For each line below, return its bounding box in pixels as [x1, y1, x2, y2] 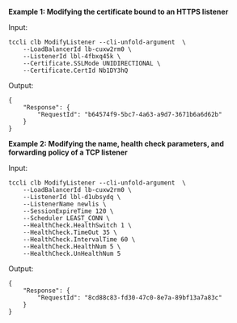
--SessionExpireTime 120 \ [23, 207, 114, 215]
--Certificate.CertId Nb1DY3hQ [23, 66, 129, 74]
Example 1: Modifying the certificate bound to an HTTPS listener [8, 7, 229, 16]
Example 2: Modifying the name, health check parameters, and [8, 139, 224, 148]
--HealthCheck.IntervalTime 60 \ [23, 236, 136, 244]
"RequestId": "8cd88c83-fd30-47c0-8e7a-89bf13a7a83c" [37, 294, 222, 302]
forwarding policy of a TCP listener [8, 147, 128, 157]
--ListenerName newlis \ [23, 200, 107, 208]
